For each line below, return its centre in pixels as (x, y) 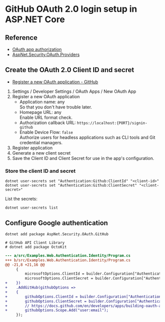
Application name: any (42, 102)
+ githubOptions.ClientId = (41, 296)
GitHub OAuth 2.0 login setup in (71, 9)
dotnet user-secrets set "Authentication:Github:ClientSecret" (71, 186)
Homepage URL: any (41, 112)
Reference (21, 38)
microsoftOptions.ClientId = (55, 274)
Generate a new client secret (41, 153)
